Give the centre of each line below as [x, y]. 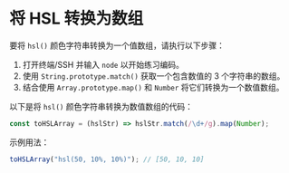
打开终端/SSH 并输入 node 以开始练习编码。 [103, 64]
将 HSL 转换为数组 [77, 19]
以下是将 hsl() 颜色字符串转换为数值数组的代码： [101, 106]
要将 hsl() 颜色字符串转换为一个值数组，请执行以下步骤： [117, 45]
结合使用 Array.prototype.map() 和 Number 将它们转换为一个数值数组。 [153, 87]
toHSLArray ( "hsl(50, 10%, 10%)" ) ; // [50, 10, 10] [107, 159]
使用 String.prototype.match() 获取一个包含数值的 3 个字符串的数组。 [154, 76]
